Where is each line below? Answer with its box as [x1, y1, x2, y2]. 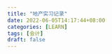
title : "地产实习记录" [7, 10, 68, 18]
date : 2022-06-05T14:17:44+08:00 [7, 17, 106, 24]
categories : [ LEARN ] [7, 23, 68, 30]
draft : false [7, 36, 46, 43]
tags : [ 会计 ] [7, 29, 44, 37]
